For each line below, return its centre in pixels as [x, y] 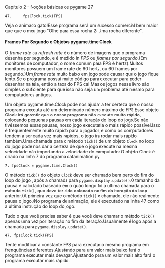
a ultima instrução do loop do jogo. [40, 206]
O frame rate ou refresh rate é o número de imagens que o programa [75, 53]
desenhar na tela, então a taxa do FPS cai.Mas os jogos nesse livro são [77, 84]
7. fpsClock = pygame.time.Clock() [42, 166]
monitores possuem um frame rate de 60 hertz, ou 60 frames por [71, 69]
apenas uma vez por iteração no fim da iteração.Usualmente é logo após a [81, 221]
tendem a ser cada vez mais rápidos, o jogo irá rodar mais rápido [71, 136]
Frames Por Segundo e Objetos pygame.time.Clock [58, 42]
